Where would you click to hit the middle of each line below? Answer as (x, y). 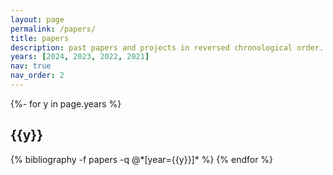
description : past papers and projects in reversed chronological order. (167, 47)
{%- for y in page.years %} (66, 103)
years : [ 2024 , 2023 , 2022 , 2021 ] (80, 57)
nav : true (31, 66)
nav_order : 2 (37, 76)
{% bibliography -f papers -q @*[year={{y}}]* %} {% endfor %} (142, 159)
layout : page (37, 19)
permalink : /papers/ (53, 29)
